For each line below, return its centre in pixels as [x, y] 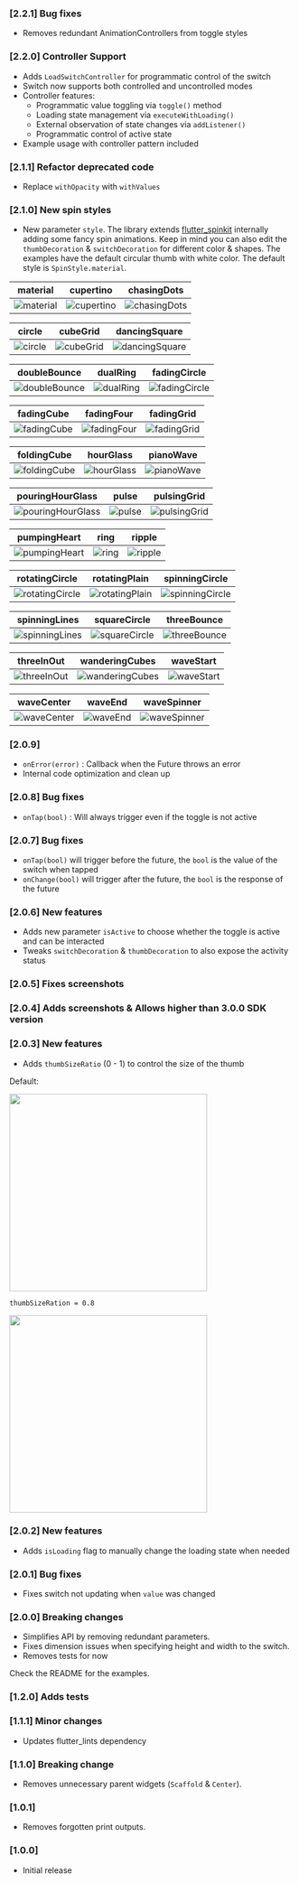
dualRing [117, 373]
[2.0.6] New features [56, 912]
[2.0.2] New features [56, 1531]
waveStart [194, 661]
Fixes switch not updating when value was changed [119, 1594]
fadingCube [43, 414]
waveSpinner [172, 703]
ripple [145, 537]
